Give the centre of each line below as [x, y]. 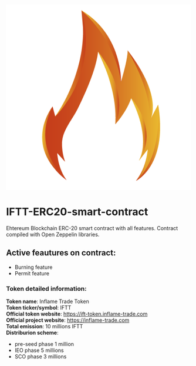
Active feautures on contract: [61, 253]
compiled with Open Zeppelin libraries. [53, 234]
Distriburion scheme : [32, 333]
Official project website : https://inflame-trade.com [68, 320]
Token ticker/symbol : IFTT [39, 308]
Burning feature [33, 267]
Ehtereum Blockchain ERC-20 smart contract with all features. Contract [92, 228]
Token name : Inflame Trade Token [48, 301]
